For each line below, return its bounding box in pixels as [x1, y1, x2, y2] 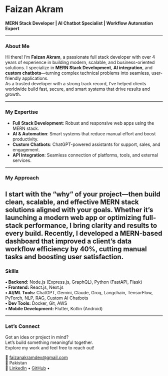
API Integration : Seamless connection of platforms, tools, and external [12, 152, 158, 158]
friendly [5, 75, 21, 81]
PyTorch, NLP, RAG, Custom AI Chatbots [5, 295, 88, 301]
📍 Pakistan [5, 360, 27, 366]
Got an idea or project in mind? [5, 334, 69, 340]
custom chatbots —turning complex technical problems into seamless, [5, 70, 151, 76]
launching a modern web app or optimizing [5, 213, 141, 222]
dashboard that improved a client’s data [5, 237, 131, 245]
